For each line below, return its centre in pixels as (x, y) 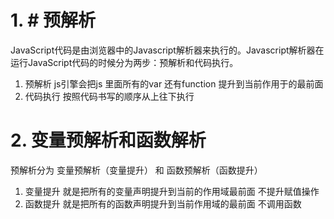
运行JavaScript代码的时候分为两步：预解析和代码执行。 (124, 62)
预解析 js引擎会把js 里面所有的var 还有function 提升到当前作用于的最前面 (174, 83)
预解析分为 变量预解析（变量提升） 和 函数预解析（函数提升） (136, 170)
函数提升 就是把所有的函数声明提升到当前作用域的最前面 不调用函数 (163, 203)
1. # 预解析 (53, 20)
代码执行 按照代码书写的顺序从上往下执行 (109, 96)
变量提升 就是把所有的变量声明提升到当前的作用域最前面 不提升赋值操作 (172, 191)
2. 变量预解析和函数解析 (108, 140)
